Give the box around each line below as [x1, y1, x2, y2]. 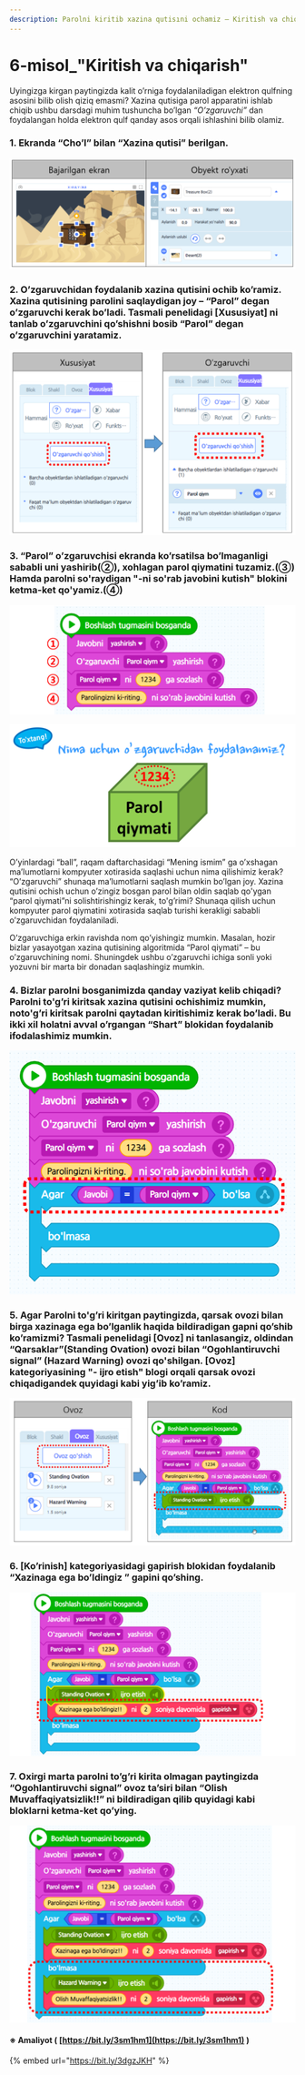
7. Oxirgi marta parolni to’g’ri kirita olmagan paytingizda [9, 1770, 259, 1783]
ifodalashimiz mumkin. [9, 1029, 113, 1042]
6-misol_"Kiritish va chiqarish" [9, 55, 249, 76]
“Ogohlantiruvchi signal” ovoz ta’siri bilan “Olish [9, 1781, 228, 1794]
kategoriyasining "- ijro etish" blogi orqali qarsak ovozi [9, 1365, 256, 1378]
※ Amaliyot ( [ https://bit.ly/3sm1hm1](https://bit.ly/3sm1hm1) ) [9, 2035, 250, 2046]
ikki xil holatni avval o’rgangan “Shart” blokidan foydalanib [9, 1017, 274, 1030]
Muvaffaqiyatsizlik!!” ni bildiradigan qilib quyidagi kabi [9, 1793, 256, 1806]
